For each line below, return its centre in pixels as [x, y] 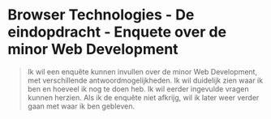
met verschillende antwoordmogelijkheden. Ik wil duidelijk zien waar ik [145, 80]
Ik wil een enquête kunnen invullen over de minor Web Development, [142, 71]
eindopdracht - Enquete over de [117, 32]
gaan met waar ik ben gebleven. [81, 106]
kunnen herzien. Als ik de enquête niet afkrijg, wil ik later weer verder [143, 97]
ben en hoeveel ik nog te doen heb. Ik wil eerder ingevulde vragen [138, 89]
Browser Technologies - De [101, 15]
